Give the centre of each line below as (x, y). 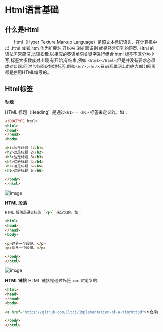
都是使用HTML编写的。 (28, 72)
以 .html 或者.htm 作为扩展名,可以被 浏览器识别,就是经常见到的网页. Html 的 (80, 48)
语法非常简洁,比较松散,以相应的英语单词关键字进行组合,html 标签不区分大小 (80, 54)
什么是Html (22, 29)
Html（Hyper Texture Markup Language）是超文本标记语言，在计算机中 (85, 42)
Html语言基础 (32, 10)
